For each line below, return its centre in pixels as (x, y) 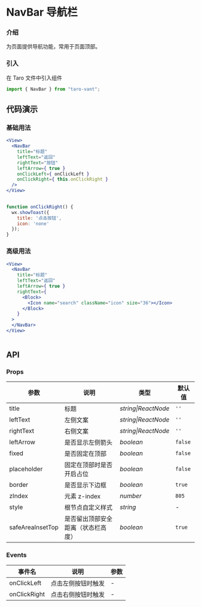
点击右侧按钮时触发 (78, 594)
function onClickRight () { (40, 207)
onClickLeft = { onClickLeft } (53, 174)
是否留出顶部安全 (88, 519)
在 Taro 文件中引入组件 (34, 78)
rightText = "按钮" (38, 163)
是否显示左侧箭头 (88, 443)
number (130, 496)
